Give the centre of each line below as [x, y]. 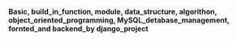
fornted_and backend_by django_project [78, 29]
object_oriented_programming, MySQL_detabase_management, [119, 20]
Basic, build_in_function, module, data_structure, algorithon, [113, 12]
